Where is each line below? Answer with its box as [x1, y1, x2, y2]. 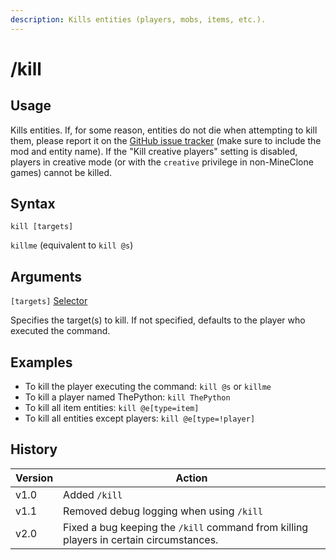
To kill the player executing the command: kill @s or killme [24, 381, 272, 393]
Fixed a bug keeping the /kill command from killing [63, 520, 309, 534]
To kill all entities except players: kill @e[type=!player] [24, 412, 256, 425]
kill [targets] [10, 222, 74, 232]
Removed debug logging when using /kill [63, 504, 263, 518]
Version [15, 471, 54, 485]
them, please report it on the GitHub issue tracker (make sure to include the [10, 134, 322, 146]
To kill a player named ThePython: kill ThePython [24, 391, 231, 403]
